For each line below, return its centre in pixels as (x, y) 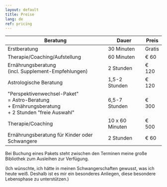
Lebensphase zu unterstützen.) (37, 179)
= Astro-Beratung (29, 100)
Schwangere (22, 141)
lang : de (14, 19)
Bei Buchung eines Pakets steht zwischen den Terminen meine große (76, 154)
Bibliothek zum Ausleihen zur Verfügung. (47, 159)
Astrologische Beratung (35, 83)
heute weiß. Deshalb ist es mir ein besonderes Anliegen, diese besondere (80, 174)
